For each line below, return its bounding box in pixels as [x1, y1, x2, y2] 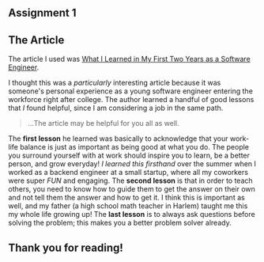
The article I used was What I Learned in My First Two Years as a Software [8, 55, 251, 64]
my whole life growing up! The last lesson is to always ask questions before [8, 210, 255, 219]
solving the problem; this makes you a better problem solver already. [8, 218, 232, 228]
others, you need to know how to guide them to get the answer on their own [8, 184, 255, 194]
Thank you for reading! [8, 241, 124, 254]
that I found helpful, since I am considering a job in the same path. [8, 103, 224, 113]
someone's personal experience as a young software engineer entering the [8, 86, 253, 96]
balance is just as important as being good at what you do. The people [19, 142, 250, 152]
